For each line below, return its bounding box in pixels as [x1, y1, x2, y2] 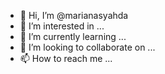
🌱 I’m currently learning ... [19, 31, 127, 42]
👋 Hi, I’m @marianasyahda [19, 10, 129, 21]
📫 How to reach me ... [19, 53, 113, 64]
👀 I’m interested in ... [19, 20, 105, 32]
